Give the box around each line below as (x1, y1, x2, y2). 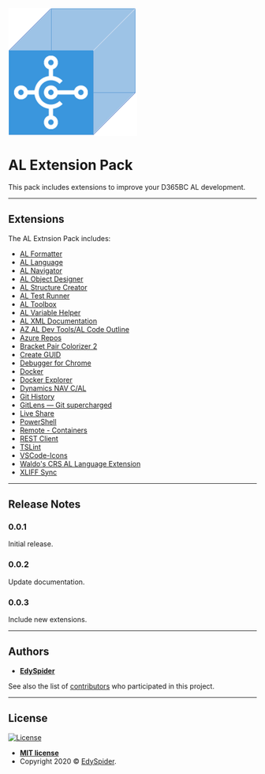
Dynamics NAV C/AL (19, 383, 87, 393)
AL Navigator (19, 266, 63, 275)
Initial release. (8, 539, 54, 549)
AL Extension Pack (8, 157, 133, 174)
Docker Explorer (19, 375, 73, 384)
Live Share (19, 408, 55, 418)
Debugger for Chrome (19, 358, 92, 368)
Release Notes (8, 498, 81, 512)
